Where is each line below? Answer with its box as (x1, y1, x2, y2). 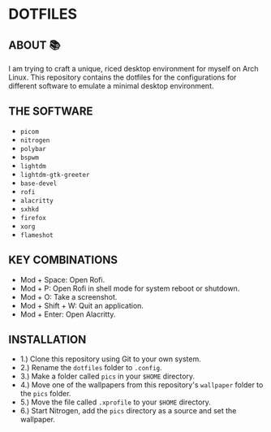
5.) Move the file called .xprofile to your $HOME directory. (19, 397, 211, 407)
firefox (19, 214, 46, 222)
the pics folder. (19, 389, 71, 399)
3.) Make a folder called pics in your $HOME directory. (19, 371, 196, 382)
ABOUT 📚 (8, 38, 61, 52)
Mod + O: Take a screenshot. (19, 292, 118, 301)
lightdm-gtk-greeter (19, 171, 90, 179)
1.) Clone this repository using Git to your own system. (19, 354, 201, 364)
